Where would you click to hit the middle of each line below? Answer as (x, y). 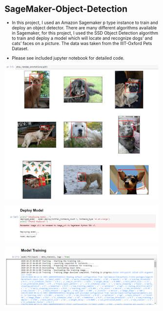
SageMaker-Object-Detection (66, 9)
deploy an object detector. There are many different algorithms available (84, 27)
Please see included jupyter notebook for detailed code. (68, 58)
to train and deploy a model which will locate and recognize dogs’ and (82, 38)
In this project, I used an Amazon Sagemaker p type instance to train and (85, 22)
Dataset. (20, 48)
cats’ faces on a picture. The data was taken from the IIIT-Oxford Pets (82, 43)
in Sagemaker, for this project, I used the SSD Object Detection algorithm (85, 33)
